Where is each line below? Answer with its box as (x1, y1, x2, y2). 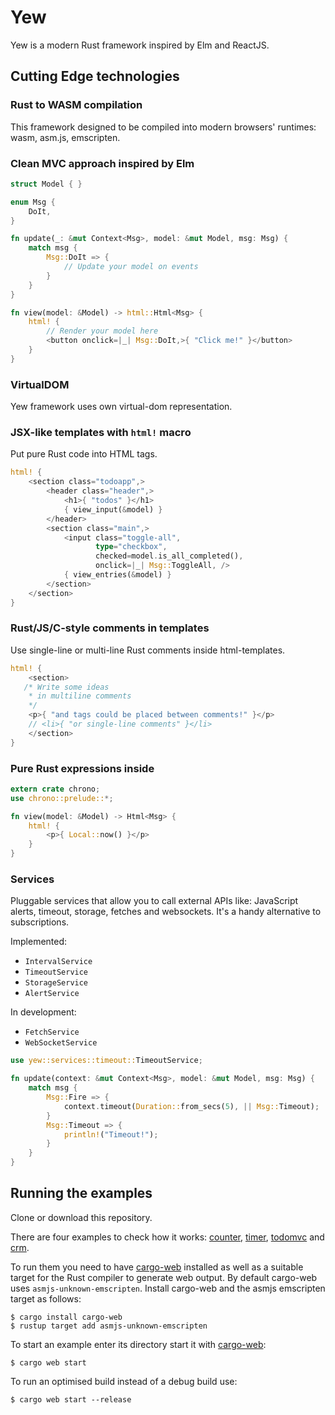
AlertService (24, 989, 80, 999)
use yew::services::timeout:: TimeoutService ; (10, 1056, 203, 1066)
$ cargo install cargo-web (10, 1312, 123, 1322)
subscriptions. (10, 916, 70, 928)
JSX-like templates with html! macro (10, 426, 192, 440)
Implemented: (10, 936, 68, 948)
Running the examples (10, 1185, 153, 1202)
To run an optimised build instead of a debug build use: (10, 1375, 238, 1387)
